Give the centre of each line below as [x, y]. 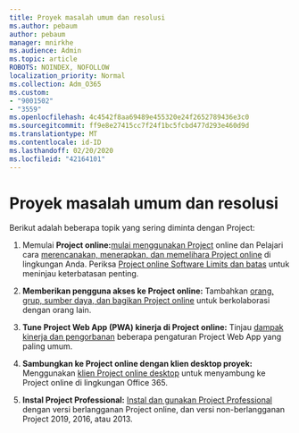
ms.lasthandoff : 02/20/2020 [62, 150]
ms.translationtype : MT [54, 134]
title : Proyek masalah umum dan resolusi [87, 17]
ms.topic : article [43, 59]
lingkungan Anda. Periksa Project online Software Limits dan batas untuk [156, 264]
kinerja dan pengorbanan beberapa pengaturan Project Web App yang [152, 337]
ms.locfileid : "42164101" [57, 159]
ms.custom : [29, 92]
